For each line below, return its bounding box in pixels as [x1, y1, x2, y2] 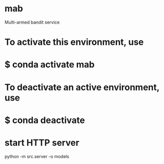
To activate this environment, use [4, 36, 144, 48]
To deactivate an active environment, [4, 82, 160, 93]
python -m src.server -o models [4, 153, 69, 159]
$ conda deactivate [4, 114, 85, 126]
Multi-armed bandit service [4, 19, 60, 25]
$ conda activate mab [4, 59, 95, 70]
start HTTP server [4, 137, 80, 148]
